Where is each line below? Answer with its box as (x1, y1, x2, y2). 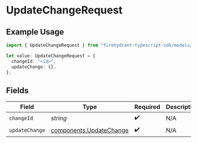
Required (134, 103, 160, 111)
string (50, 114, 67, 122)
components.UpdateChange (50, 126, 129, 134)
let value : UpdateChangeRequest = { (6, 53, 96, 59)
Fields (6, 86, 29, 96)
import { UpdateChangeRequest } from (6, 42, 98, 48)
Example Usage (6, 27, 64, 37)
